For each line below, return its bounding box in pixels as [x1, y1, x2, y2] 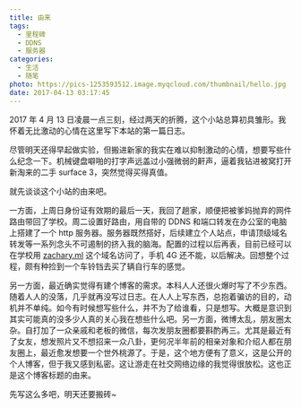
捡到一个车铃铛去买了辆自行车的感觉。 [47, 261, 190, 272]
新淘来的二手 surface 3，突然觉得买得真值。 [9, 167, 173, 178]
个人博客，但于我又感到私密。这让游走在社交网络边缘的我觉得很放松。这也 [9, 358, 284, 369]
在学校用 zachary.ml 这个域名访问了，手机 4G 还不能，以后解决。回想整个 [9, 249, 282, 260]
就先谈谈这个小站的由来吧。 [9, 186, 112, 196]
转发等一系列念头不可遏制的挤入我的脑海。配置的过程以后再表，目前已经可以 [9, 239, 292, 249]
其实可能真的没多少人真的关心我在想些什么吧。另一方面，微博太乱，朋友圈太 [9, 313, 292, 324]
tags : [9, 22, 30, 30]
